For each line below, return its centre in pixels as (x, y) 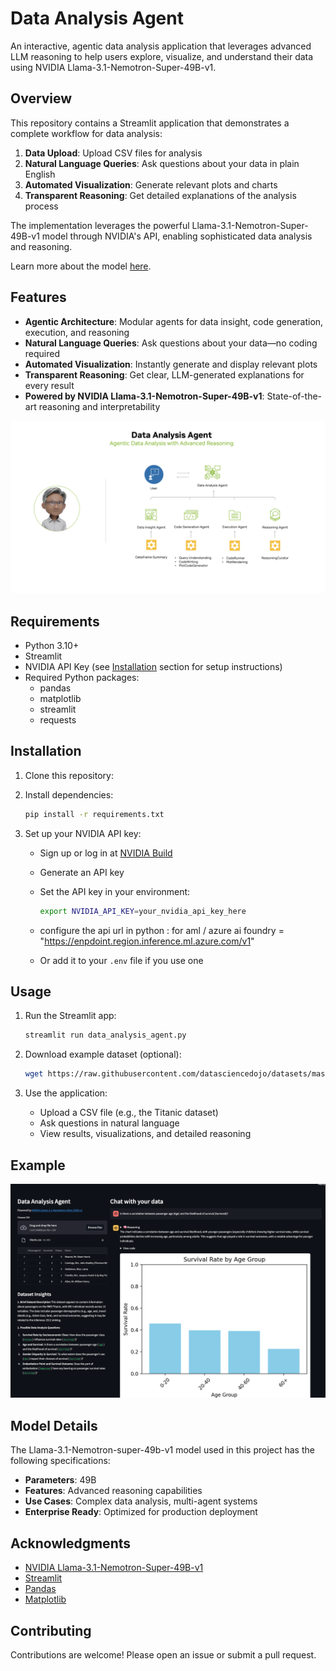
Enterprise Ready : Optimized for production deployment (141, 1512)
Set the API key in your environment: (115, 891)
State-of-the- (294, 396)
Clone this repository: (69, 775)
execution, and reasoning (77, 332)
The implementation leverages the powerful (100, 225)
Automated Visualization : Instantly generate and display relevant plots (171, 364)
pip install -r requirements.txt (94, 814)
